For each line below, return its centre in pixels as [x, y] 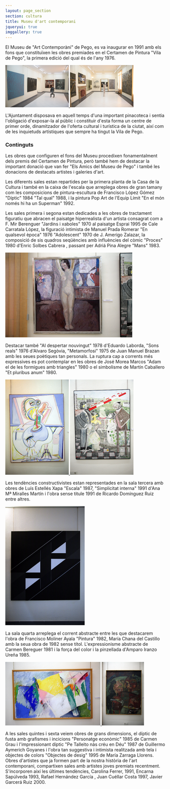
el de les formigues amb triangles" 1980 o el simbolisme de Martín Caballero [85, 367]
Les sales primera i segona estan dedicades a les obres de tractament [79, 213]
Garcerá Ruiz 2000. [26, 782]
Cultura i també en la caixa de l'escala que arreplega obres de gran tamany [84, 187]
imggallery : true [24, 32]
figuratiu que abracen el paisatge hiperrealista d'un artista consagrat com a [84, 219]
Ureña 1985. [18, 655]
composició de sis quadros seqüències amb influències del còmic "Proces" [84, 240]
